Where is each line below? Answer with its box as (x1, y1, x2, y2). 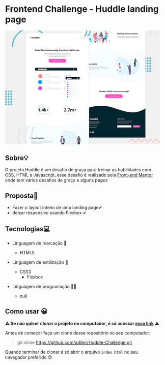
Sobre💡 (5, 153, 28, 162)
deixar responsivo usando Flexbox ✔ (12, 210, 87, 216)
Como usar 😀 (5, 307, 48, 316)
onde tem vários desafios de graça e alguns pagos (5, 177, 108, 183)
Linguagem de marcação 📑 (12, 240, 67, 246)
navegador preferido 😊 (5, 354, 53, 360)
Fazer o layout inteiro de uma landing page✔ (12, 205, 103, 211)
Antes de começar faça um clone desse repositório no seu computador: (5, 330, 151, 335)
